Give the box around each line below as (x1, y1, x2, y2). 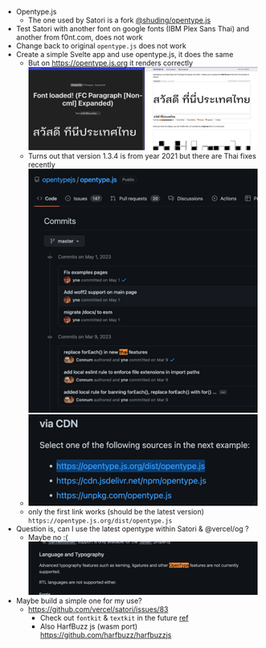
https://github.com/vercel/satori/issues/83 (27, 604, 169, 614)
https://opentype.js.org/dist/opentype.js (27, 517, 173, 525)
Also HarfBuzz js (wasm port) (39, 621, 138, 631)
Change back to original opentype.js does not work (15, 41, 186, 51)
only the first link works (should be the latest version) (27, 506, 205, 516)
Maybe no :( (27, 532, 68, 542)
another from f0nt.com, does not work (15, 32, 143, 42)
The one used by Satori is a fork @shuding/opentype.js (27, 15, 211, 25)
